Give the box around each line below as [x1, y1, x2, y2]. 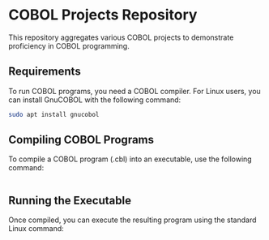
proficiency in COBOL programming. [8, 41, 130, 50]
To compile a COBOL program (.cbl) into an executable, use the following [8, 154, 253, 164]
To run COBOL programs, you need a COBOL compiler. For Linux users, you [8, 86, 261, 96]
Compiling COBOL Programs [8, 133, 155, 147]
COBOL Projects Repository [8, 6, 198, 24]
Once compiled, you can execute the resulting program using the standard [8, 215, 257, 225]
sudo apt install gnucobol [8, 110, 100, 118]
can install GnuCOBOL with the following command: [8, 95, 181, 105]
